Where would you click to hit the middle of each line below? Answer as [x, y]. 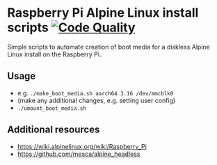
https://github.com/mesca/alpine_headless [79, 154]
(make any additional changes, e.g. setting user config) [96, 100]
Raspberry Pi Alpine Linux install [103, 13]
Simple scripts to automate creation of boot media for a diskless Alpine [108, 47]
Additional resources [54, 130]
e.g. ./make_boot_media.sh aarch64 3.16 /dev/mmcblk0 [95, 93]
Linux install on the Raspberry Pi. [54, 54]
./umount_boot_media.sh [52, 108]
